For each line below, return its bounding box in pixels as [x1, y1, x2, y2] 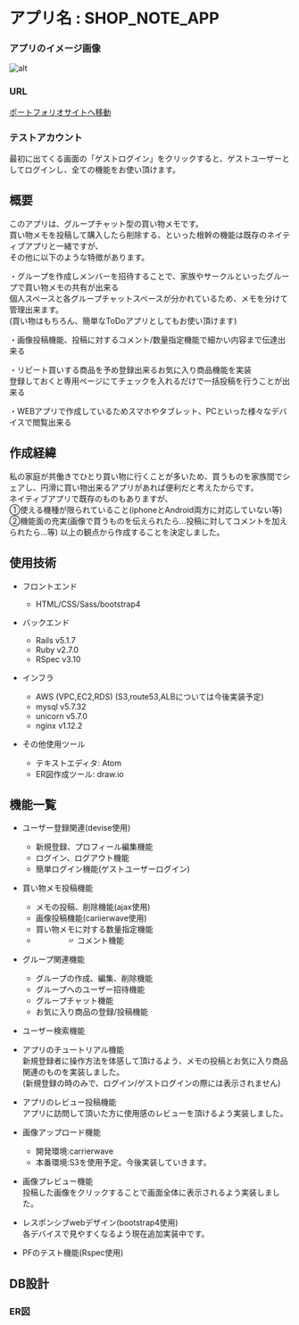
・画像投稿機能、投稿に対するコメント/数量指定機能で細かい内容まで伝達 [9, 334, 278, 344]
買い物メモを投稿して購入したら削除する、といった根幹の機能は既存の [9, 229, 268, 240]
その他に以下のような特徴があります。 [9, 252, 150, 262]
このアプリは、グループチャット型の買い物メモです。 [9, 218, 203, 228]
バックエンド [21, 617, 70, 627]
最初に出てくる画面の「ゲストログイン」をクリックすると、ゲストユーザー [9, 153, 283, 164]
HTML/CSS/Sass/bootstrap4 [35, 599, 141, 609]
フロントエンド [21, 581, 78, 592]
